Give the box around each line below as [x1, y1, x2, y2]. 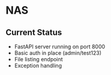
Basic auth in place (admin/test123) [14, 49, 102, 57]
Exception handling [14, 62, 62, 69]
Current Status [5, 27, 62, 37]
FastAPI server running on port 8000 [14, 43, 106, 50]
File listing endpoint [14, 56, 64, 62]
